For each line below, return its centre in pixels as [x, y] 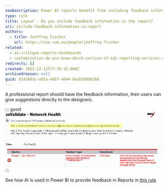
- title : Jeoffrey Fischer [38, 37]
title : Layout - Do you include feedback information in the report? [79, 21]
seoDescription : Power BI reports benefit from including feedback [77, 11]
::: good [13, 109]
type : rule [16, 16]
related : [14, 48]
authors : [14, 32]
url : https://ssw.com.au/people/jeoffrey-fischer [67, 43]
